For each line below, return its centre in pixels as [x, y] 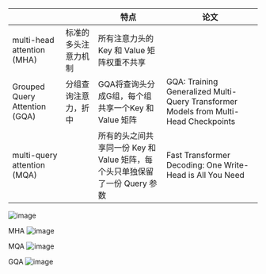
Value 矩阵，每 [125, 160]
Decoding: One [194, 165]
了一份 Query [123, 183]
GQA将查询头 [123, 84]
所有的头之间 [122, 136]
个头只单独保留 [126, 172]
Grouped [28, 87]
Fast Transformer [198, 155]
